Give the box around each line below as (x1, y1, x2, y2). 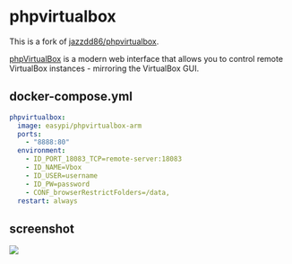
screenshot (9, 221, 74, 236)
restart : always (17, 196, 78, 206)
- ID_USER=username (25, 171, 99, 180)
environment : (17, 146, 66, 155)
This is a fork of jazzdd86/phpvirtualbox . (9, 36, 159, 47)
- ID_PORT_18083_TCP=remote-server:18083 (25, 154, 182, 163)
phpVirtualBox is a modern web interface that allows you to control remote (9, 53, 284, 64)
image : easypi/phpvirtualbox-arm (17, 121, 142, 130)
